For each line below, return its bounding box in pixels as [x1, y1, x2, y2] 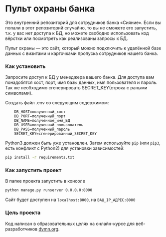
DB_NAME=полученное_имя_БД [14, 118, 70, 123]
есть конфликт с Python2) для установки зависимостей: [5, 145, 125, 151]
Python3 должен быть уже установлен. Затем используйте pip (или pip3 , [5, 140, 161, 146]
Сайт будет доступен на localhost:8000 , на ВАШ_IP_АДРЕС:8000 [5, 197, 136, 203]
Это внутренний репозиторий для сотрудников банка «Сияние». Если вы [5, 19, 161, 25]
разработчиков [5, 226, 38, 232]
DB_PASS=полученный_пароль [14, 127, 70, 132]
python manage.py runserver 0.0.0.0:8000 [5, 188, 93, 193]
